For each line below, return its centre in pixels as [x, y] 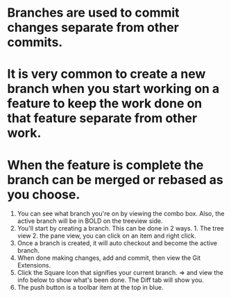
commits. [35, 42]
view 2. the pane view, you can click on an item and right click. [106, 236]
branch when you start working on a [113, 89]
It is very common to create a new [106, 74]
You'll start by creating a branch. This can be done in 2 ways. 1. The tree [120, 229]
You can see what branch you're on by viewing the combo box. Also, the [121, 214]
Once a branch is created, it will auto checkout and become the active [117, 243]
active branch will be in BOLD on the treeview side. [90, 221]
